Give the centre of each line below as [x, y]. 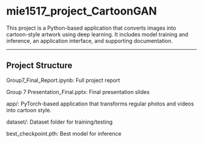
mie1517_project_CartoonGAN [82, 11]
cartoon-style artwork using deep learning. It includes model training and [97, 34]
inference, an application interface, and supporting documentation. [90, 41]
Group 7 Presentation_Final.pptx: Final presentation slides [78, 91]
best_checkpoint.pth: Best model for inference [64, 133]
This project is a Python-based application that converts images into [91, 28]
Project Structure [39, 66]
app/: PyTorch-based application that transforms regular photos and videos [100, 104]
